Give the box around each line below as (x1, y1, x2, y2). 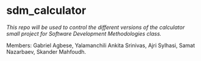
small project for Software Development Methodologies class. (6, 30, 162, 37)
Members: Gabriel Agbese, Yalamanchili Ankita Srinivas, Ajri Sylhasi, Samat (6, 42, 195, 49)
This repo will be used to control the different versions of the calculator (6, 24, 185, 31)
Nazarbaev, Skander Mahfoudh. (6, 48, 86, 55)
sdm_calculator (6, 4, 86, 18)
